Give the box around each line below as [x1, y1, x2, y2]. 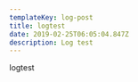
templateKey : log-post [9, 12, 93, 22]
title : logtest [9, 21, 66, 30]
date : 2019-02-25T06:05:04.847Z [9, 29, 129, 38]
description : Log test [9, 37, 93, 47]
